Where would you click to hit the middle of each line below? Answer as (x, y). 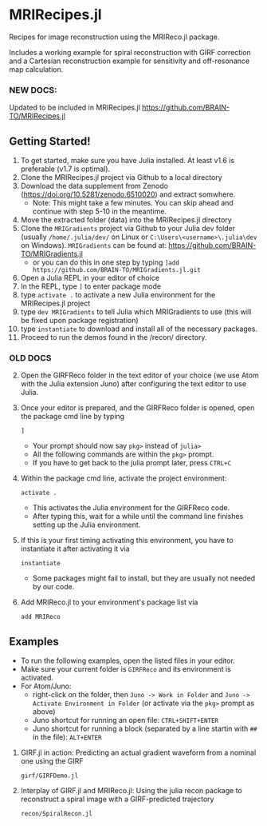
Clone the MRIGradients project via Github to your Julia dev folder (128, 229)
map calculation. (36, 69)
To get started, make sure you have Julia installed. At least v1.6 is (128, 161)
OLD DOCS (30, 357)
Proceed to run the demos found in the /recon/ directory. (114, 337)
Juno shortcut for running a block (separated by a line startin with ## (145, 728)
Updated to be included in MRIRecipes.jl (75, 108)
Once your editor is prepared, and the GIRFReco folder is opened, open (137, 408)
